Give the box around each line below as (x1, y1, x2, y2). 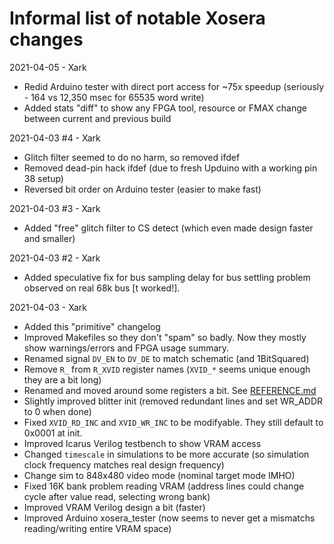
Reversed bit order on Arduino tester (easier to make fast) (23, 183, 262, 195)
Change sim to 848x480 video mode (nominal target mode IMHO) (23, 469, 296, 481)
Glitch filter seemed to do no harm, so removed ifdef (23, 151, 241, 163)
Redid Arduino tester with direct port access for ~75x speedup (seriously (23, 80, 325, 92)
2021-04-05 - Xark (9, 61, 87, 73)
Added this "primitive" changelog (23, 320, 161, 332)
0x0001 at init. (23, 427, 83, 439)
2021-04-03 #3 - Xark (9, 202, 101, 214)
